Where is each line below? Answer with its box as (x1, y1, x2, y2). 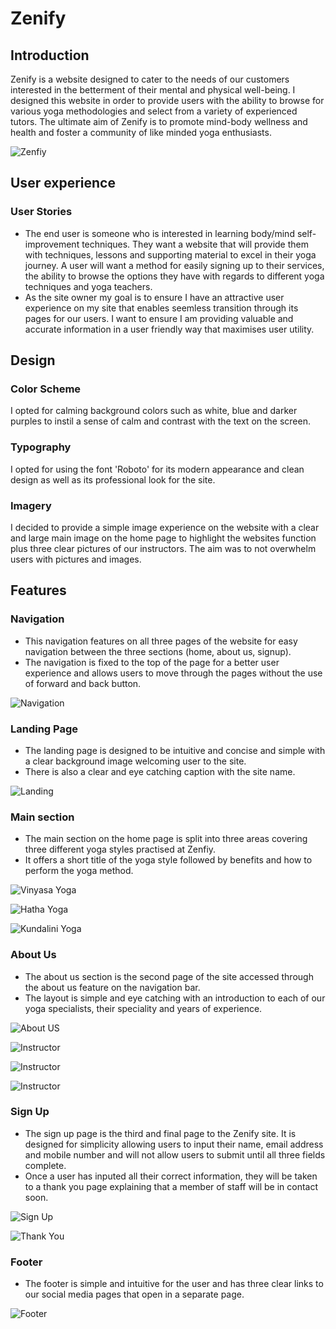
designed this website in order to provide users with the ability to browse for (10, 95, 325, 106)
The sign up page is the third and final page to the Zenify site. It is (24, 1127, 297, 1139)
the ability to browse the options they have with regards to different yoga (24, 270, 325, 282)
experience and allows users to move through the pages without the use (24, 667, 323, 679)
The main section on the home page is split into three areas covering (24, 833, 308, 845)
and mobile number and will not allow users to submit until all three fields (24, 1148, 326, 1161)
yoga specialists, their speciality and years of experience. (24, 1002, 263, 1014)
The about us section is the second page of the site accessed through (24, 970, 314, 982)
